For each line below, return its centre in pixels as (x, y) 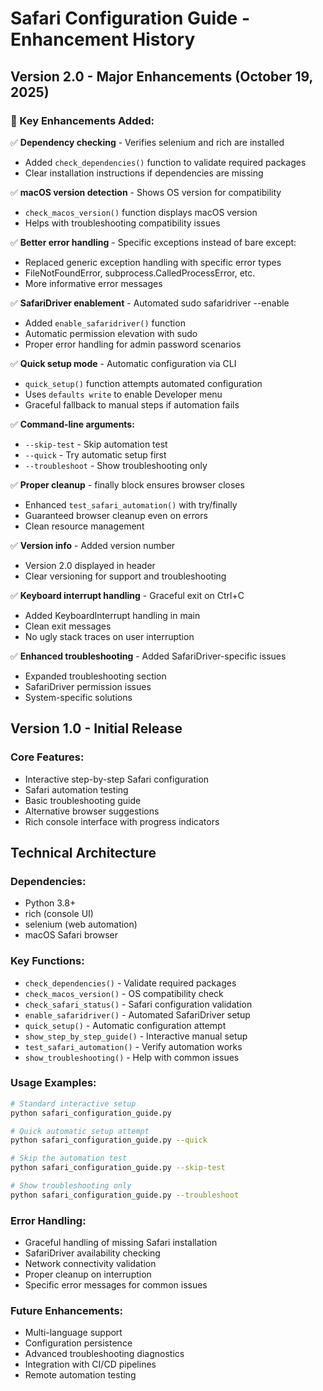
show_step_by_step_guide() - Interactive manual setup (136, 1036)
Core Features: (47, 757)
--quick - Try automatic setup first (95, 454)
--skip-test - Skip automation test (96, 444)
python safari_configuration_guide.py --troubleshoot (125, 1195)
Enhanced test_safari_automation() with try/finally (131, 504)
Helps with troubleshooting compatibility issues (122, 223)
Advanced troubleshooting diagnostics (104, 1354)
